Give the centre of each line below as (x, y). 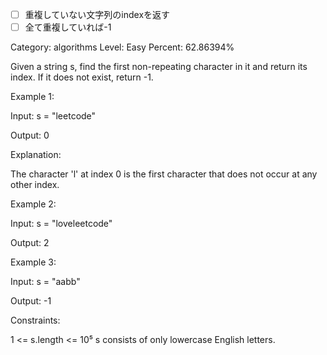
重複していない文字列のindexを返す (97, 14)
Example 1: (32, 97)
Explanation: (36, 155)
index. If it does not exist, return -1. (82, 77)
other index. (35, 185)
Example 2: (33, 204)
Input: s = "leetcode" (53, 116)
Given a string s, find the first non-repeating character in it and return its (159, 67)
